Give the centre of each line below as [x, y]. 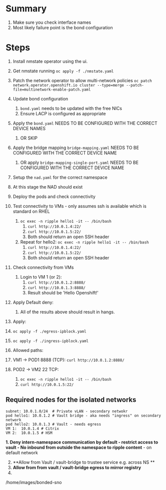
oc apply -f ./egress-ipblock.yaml [50, 331]
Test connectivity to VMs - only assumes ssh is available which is [80, 206]
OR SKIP [29, 138]
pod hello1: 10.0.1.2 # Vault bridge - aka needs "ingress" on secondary [83, 416]
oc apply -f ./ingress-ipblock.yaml [51, 341]
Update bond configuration [40, 98]
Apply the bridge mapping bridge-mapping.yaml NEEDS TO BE [76, 147]
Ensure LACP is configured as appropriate [63, 113]
